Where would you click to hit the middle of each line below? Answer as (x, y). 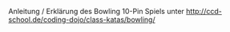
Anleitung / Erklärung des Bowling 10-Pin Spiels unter (96, 11)
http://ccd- (204, 11)
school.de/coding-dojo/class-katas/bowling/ (82, 20)
